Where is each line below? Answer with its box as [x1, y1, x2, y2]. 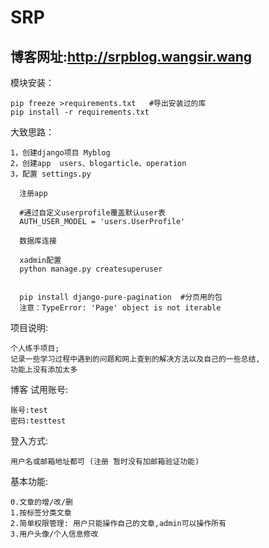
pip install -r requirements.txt [10, 107, 150, 117]
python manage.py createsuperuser [19, 264, 163, 274]
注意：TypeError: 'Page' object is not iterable [19, 303, 222, 313]
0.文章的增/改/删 [10, 497, 73, 507]
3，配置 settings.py [10, 169, 92, 179]
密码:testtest [10, 416, 67, 426]
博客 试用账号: [10, 384, 68, 395]
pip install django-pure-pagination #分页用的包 [19, 292, 223, 302]
